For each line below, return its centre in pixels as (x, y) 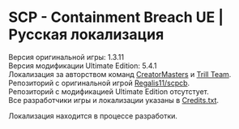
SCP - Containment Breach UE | (116, 17)
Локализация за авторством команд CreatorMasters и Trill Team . (120, 74)
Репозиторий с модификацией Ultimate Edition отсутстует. (109, 91)
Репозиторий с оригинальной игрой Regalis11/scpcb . (99, 83)
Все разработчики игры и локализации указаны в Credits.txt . (114, 100)
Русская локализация (86, 34)
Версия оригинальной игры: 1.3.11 (66, 57)
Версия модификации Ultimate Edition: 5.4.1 (83, 66)
